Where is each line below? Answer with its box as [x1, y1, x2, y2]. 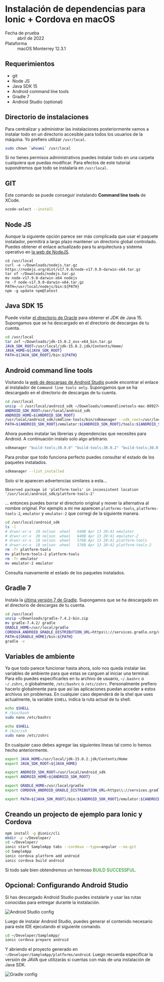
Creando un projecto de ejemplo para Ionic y [5, 810, 143, 819]
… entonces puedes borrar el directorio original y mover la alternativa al [5, 500, 149, 506]
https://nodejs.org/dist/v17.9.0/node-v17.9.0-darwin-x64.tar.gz [5, 267, 141, 272]
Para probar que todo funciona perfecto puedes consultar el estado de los [5, 454, 155, 460]
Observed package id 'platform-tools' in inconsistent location [5, 487, 139, 492]
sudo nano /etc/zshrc [5, 733, 49, 738]
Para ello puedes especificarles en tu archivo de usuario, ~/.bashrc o [5, 676, 144, 682]
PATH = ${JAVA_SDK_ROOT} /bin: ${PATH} [5, 353, 78, 358]
